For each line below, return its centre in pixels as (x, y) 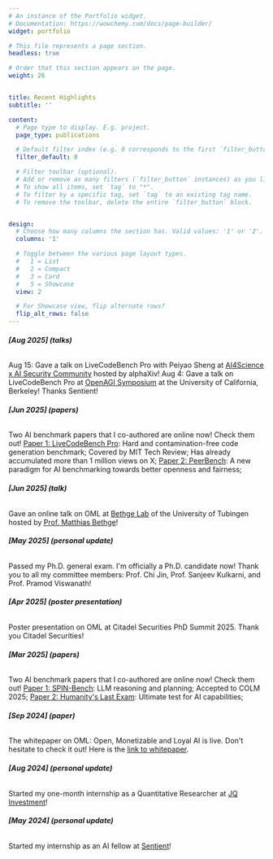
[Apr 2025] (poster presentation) (65, 602)
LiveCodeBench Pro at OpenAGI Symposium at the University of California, (133, 383)
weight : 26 (27, 76)
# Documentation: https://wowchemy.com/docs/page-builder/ (110, 24)
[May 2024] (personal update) (61, 821)
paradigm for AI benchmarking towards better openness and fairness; (125, 470)
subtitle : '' (30, 105)
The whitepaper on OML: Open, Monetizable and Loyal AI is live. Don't (126, 741)
